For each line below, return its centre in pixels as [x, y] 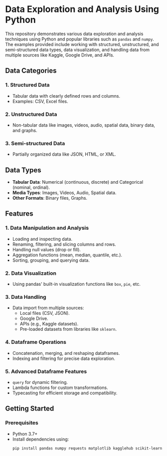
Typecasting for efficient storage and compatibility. [65, 393]
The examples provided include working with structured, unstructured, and [82, 44]
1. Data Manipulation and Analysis [47, 228]
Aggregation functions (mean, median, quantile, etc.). [67, 255]
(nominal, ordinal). [31, 187]
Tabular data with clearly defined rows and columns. [66, 96]
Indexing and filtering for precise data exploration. [64, 358]
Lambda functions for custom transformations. [60, 387]
